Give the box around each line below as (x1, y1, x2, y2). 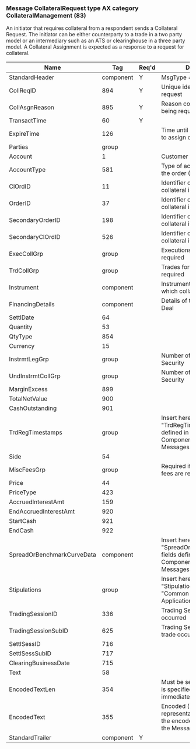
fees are (161, 470, 184, 478)
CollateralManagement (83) (6, 11, 86, 19)
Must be (161, 678, 184, 686)
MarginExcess (9, 385, 48, 394)
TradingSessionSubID (9, 627, 69, 635)
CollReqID (9, 87, 37, 95)
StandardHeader (9, 73, 54, 81)
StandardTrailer (9, 734, 51, 742)
